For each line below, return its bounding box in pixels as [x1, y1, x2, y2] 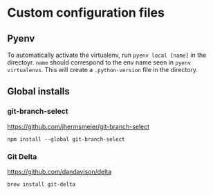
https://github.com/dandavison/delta [7, 167, 112, 176]
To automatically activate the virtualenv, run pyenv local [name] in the [7, 51, 207, 59]
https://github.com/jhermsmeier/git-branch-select [7, 122, 150, 130]
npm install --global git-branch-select [7, 135, 126, 143]
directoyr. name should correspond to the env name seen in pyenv [7, 58, 192, 67]
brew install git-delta [7, 180, 76, 188]
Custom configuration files [7, 5, 165, 21]
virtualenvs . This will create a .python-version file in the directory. [7, 66, 198, 74]
